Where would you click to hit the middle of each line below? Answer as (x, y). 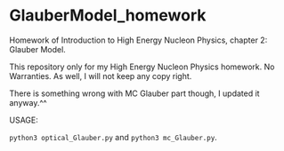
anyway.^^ (28, 102)
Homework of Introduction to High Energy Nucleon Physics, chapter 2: (138, 40)
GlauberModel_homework (108, 16)
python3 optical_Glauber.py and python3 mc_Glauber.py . (114, 137)
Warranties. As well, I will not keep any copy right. (101, 75)
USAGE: (24, 120)
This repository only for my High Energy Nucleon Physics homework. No (142, 67)
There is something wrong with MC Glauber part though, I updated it (134, 93)
